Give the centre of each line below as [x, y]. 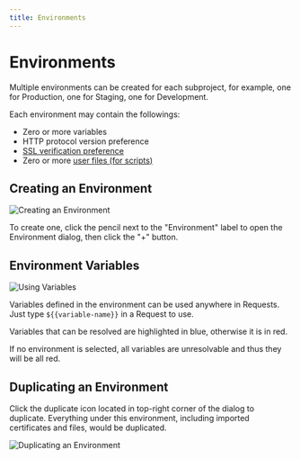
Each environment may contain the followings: [95, 114]
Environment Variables [75, 265]
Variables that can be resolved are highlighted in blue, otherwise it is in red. [149, 332]
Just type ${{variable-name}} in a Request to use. [102, 314]
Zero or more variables [65, 131]
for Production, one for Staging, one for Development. [109, 96]
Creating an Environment [81, 189]
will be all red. [35, 359]
